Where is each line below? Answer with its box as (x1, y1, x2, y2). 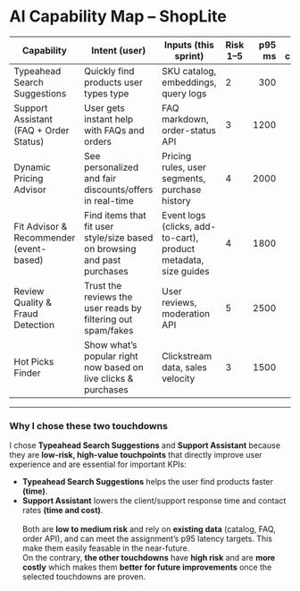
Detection (13, 318, 55, 331)
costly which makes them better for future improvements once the (21, 561, 272, 573)
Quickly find (84, 64, 135, 77)
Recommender (13, 231, 76, 243)
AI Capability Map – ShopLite (9, 6, 228, 27)
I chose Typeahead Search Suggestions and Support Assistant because (9, 440, 281, 451)
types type (84, 87, 129, 99)
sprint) (174, 49, 204, 62)
